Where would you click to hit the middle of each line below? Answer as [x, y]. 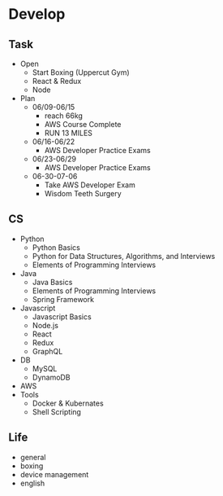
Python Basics [56, 247]
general [33, 457]
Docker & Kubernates [68, 403]
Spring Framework [63, 299]
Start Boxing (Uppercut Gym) [81, 72]
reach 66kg [64, 116]
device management [54, 474]
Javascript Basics [62, 316]
